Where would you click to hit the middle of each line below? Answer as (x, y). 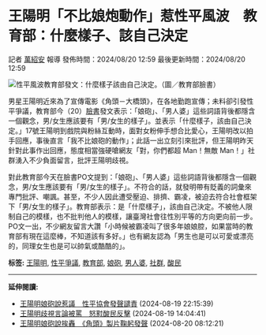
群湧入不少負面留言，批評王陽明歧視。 (70, 160)
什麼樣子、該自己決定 (119, 36)
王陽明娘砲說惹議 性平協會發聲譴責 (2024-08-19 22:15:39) (116, 303)
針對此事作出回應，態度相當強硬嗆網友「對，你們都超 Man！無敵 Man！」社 (131, 150)
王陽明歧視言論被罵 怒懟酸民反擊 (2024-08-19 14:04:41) (113, 313)
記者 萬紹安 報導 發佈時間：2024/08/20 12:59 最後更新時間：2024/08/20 (127, 59)
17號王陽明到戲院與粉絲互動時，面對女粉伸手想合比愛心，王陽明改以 (136, 130)
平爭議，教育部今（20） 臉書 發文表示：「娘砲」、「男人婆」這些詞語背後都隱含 (132, 110)
